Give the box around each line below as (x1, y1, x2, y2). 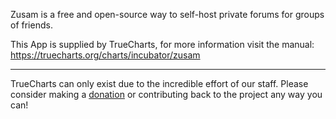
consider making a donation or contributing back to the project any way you (10, 89, 323, 100)
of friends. (10, 19, 53, 31)
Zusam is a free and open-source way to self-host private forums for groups (10, 9, 325, 20)
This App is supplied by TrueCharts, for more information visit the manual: (10, 39, 315, 50)
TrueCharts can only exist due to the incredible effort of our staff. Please (10, 78, 309, 89)
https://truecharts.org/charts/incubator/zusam (10, 49, 201, 61)
